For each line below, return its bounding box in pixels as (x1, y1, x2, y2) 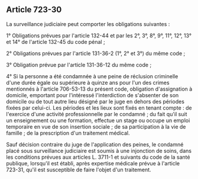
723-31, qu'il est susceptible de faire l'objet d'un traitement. (6, 166, 152, 173)
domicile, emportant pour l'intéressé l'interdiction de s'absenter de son (6, 91, 179, 98)
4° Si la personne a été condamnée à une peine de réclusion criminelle (6, 72, 178, 79)
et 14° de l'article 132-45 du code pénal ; (6, 38, 105, 45)
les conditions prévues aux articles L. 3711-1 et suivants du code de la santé (6, 154, 190, 161)
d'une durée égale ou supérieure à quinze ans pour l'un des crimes (6, 79, 170, 86)
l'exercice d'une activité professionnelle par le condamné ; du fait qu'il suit (6, 110, 187, 117)
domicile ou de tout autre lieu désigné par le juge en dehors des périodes (6, 98, 185, 105)
